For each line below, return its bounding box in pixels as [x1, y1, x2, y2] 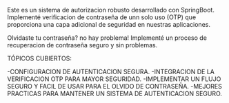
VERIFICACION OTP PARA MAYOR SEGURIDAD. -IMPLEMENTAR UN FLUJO [7, 75, 221, 83]
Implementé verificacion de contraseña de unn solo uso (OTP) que [7, 13, 197, 21]
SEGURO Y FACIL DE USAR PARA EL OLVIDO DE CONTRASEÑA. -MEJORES [7, 82, 222, 90]
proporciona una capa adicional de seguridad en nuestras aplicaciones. [7, 21, 210, 28]
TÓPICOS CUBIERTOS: [7, 54, 72, 62]
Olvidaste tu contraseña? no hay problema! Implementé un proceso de [7, 34, 207, 42]
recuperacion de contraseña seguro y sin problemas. [7, 41, 158, 49]
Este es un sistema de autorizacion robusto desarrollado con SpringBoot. [7, 6, 215, 14]
